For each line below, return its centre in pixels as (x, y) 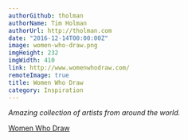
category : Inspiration (46, 90)
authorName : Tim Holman (48, 23)
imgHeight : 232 (33, 53)
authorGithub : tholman (46, 16)
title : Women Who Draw (46, 82)
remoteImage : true (39, 75)
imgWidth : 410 (32, 61)
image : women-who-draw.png (53, 46)
